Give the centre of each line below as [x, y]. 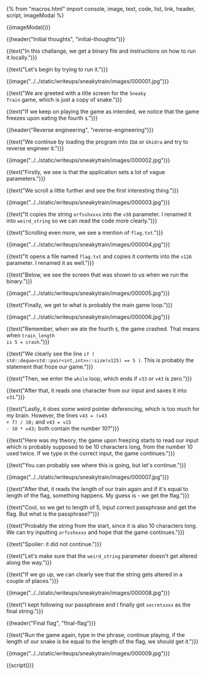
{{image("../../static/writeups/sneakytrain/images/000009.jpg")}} [88, 653]
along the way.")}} [29, 562]
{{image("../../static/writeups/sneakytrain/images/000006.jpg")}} [88, 317]
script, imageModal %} [35, 15]
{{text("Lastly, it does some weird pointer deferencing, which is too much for [103, 409]
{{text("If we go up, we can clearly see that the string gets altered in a [94, 574]
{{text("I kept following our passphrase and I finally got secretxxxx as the [99, 604]
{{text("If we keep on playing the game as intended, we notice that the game [103, 112]
